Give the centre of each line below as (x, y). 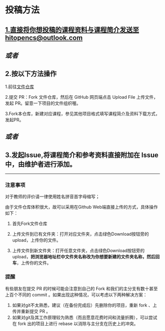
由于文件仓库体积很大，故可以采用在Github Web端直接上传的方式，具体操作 (82, 207)
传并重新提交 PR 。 (31, 311)
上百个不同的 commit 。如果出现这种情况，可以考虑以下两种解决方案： (76, 295)
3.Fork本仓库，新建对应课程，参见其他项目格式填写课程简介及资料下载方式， (82, 113)
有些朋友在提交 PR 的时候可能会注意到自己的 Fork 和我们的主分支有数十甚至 (82, 288)
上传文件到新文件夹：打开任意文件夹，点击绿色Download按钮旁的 (78, 250)
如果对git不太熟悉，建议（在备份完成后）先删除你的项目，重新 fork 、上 (84, 305)
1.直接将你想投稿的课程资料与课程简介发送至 (72, 30)
